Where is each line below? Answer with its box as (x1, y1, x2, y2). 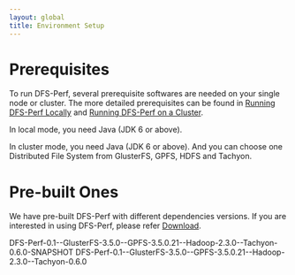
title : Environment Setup (9, 21, 104, 30)
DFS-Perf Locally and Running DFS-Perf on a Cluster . (9, 107, 204, 118)
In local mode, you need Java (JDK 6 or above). (9, 125, 183, 135)
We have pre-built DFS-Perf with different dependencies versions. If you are (9, 211, 287, 222)
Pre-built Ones (9, 182, 119, 202)
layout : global (9, 12, 65, 22)
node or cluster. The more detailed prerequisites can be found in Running (9, 98, 276, 109)
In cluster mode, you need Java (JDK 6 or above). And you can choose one (9, 141, 283, 152)
